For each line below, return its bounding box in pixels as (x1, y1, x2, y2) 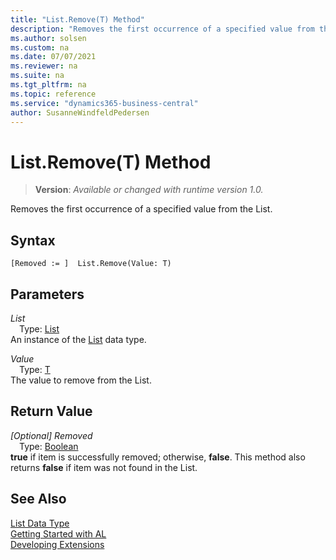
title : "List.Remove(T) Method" (10, 14, 145, 25)
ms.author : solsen (10, 33, 87, 43)
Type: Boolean (19, 440, 79, 452)
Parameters (10, 286, 85, 303)
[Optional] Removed (10, 429, 93, 441)
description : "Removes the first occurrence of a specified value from (10, 24, 315, 34)
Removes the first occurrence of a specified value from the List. (10, 203, 273, 215)
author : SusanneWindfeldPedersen (10, 107, 150, 118)
